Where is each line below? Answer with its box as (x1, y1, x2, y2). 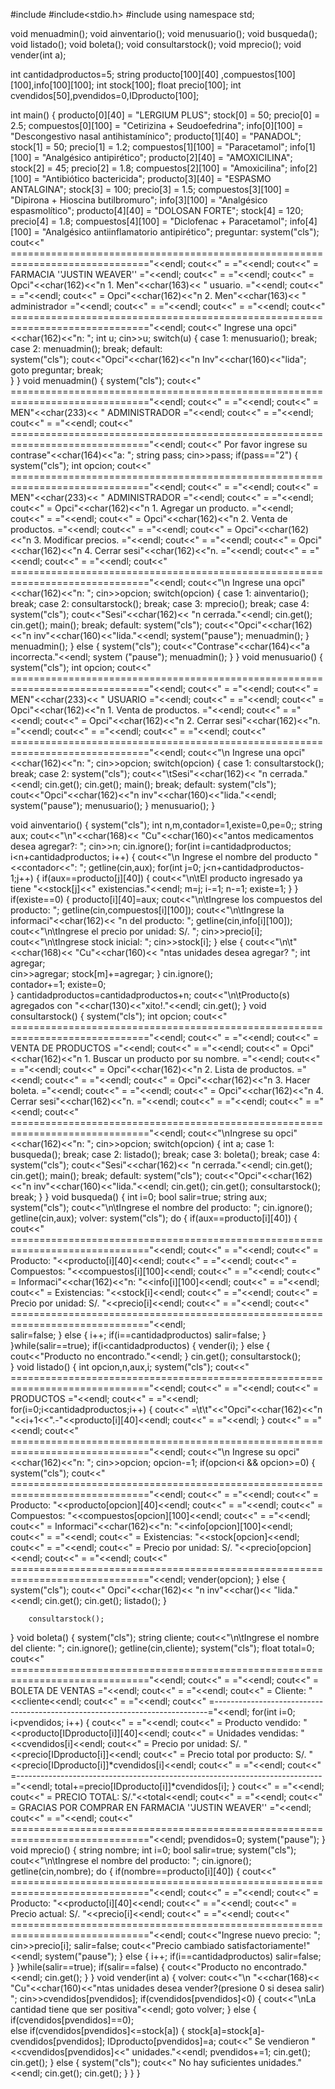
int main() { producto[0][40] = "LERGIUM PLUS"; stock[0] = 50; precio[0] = (10, 109, 321, 121)
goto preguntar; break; (10, 364, 104, 376)
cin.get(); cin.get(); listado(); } (44, 1595, 167, 1606)
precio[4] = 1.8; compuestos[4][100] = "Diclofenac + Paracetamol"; (10, 215, 288, 227)
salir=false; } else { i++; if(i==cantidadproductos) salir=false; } (10, 1329, 267, 1341)
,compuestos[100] (221, 69, 296, 80)
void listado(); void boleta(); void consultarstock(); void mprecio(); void (10, 39, 302, 50)
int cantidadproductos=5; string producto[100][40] (10, 69, 220, 80)
